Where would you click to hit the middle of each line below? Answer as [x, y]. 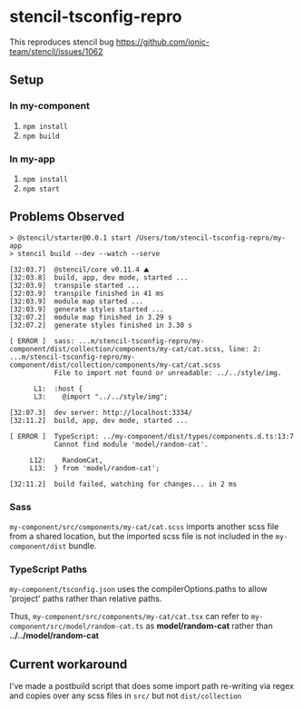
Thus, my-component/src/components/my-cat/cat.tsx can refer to [129, 616]
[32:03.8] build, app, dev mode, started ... [99, 277]
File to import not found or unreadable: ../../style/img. [168, 373]
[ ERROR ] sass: [42, 341]
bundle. [83, 546]
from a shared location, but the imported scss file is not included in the [142, 537]
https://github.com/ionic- [163, 42]
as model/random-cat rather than [210, 626]
